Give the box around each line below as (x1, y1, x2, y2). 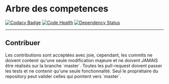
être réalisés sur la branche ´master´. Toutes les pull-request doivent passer (5, 62, 162, 68)
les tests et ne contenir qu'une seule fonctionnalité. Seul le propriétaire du (5, 68, 158, 74)
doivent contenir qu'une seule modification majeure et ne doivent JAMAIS (5, 57, 158, 63)
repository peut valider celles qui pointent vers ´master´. (5, 73, 122, 79)
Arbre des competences (5, 3, 109, 14)
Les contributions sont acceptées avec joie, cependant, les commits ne (5, 52, 152, 58)
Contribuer (5, 38, 40, 47)
